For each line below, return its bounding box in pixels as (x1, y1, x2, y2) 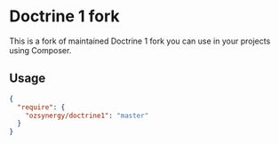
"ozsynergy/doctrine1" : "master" (25, 111, 149, 120)
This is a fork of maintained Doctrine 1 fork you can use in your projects (9, 36, 271, 46)
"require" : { (17, 102, 66, 112)
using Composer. (9, 44, 72, 55)
